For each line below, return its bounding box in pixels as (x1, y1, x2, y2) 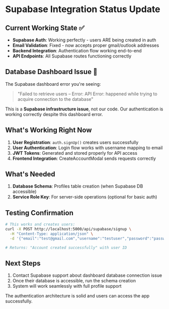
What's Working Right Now (5, 126, 92, 135)
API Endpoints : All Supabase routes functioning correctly (12, 53, 132, 59)
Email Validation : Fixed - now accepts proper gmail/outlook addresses (12, 42, 159, 48)
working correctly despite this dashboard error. (5, 111, 103, 117)
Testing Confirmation (5, 208, 74, 217)
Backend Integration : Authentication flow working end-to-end (12, 48, 142, 53)
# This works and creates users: (5, 222, 75, 227)
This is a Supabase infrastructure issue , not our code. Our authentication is (5, 106, 163, 112)
